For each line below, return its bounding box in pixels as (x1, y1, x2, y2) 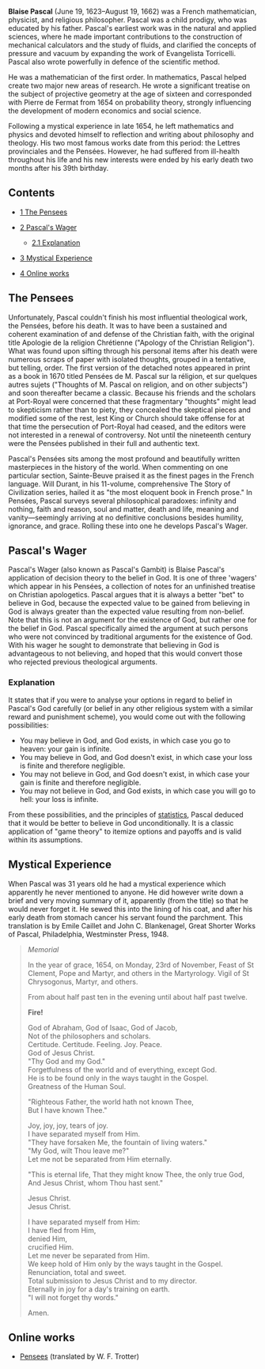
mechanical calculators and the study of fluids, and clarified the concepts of (8, 40, 257, 50)
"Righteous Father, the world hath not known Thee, (27, 1097, 194, 1106)
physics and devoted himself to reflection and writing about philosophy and (8, 130, 255, 139)
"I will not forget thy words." (27, 1292, 119, 1302)
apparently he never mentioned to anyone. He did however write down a (8, 887, 244, 897)
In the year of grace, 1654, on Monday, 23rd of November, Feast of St (27, 960, 255, 970)
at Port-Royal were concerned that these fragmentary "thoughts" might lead (8, 396, 257, 406)
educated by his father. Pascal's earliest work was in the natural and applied (8, 24, 257, 32)
